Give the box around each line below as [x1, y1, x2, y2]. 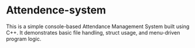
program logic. [6, 35, 42, 42]
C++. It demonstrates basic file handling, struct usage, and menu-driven [6, 29, 180, 36]
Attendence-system [6, 4, 107, 17]
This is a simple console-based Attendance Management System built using [6, 23, 190, 30]
